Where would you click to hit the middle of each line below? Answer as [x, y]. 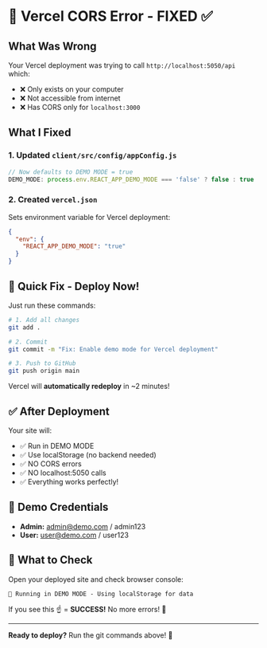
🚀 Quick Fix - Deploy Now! [74, 286]
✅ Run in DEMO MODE [57, 446]
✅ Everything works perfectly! [69, 481]
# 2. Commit [28, 342]
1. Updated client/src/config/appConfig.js [93, 155]
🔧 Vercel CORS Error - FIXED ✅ [110, 16]
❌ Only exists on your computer [72, 89]
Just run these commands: [52, 305]
